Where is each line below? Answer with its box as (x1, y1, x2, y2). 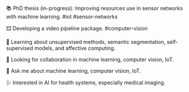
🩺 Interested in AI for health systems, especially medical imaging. (6, 79, 166, 86)
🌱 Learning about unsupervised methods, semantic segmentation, (6, 39, 166, 45)
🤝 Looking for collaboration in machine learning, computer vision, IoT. (6, 56, 174, 63)
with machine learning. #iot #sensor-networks (6, 13, 118, 20)
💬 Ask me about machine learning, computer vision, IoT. (6, 67, 141, 74)
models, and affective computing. (34, 45, 116, 52)
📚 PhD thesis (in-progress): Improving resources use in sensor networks (6, 5, 183, 12)
